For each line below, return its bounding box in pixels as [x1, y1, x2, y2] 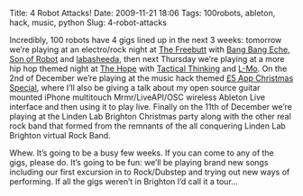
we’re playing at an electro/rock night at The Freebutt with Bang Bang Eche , [9, 44, 290, 55]
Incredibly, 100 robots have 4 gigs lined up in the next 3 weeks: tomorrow [9, 35, 282, 45]
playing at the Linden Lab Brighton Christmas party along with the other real [9, 111, 291, 121]
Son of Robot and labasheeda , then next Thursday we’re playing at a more [9, 54, 285, 64]
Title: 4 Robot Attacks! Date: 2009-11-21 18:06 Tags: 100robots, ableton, [9, 8, 276, 18]
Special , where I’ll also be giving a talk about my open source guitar [9, 83, 261, 93]
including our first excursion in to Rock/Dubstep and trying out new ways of [9, 166, 290, 177]
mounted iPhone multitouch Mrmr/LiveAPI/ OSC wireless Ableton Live [9, 92, 266, 102]
